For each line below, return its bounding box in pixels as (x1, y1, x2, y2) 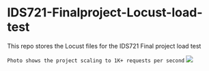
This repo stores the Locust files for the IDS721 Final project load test (7, 42, 201, 50)
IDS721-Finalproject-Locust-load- (7, 5, 203, 20)
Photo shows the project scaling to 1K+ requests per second (7, 57, 185, 64)
